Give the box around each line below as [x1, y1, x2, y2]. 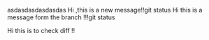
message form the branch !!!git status [7, 13, 115, 21]
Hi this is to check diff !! [7, 27, 75, 34]
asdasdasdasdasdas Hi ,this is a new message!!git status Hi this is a [7, 6, 203, 14]
